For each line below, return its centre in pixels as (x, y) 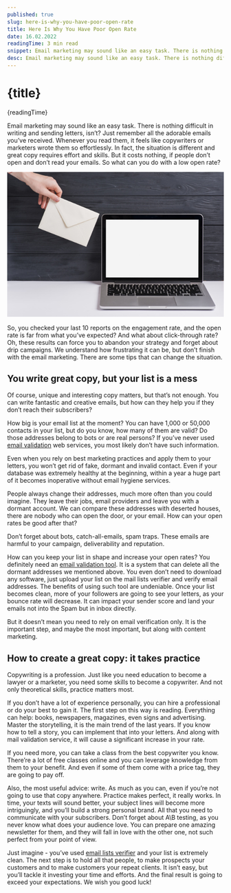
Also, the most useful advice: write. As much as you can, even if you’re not (113, 788)
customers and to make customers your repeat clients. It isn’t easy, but (108, 867)
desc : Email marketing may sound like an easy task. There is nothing (110, 59)
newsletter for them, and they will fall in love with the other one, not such (110, 832)
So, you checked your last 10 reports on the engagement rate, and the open (114, 328)
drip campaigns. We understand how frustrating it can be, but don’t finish (111, 350)
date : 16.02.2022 (32, 37)
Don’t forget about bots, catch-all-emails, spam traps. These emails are (108, 536)
